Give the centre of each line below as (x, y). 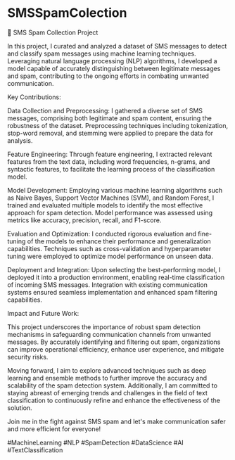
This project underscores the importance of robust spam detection (104, 327)
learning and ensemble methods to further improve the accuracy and (107, 378)
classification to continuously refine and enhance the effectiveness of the (114, 400)
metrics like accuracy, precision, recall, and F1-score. (84, 220)
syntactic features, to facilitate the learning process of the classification (111, 169)
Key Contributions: (34, 97)
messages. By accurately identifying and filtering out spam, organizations (114, 342)
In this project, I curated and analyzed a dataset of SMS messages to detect (117, 46)
